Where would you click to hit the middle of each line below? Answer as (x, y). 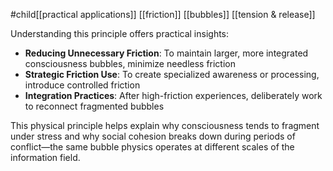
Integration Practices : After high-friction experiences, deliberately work (173, 95)
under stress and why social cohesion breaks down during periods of (153, 136)
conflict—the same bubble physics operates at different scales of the (152, 147)
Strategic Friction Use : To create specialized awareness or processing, (172, 74)
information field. (45, 157)
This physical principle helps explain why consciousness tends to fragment (165, 125)
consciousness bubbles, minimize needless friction (130, 63)
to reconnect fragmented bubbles (94, 106)
